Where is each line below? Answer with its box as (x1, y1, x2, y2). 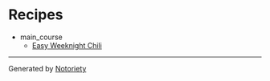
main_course (19, 32, 63, 42)
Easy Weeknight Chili (31, 40, 102, 50)
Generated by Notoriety (8, 63, 87, 73)
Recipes (8, 6, 63, 24)
